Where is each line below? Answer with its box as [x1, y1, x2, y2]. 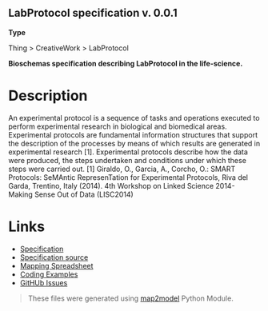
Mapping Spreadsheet [19, 261, 94, 270]
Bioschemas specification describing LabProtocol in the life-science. [8, 58, 243, 68]
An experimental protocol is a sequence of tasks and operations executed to [8, 113, 260, 122]
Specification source [19, 252, 89, 262]
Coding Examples [19, 269, 78, 279]
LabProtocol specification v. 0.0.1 [8, 6, 178, 20]
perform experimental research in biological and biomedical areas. [8, 122, 227, 131]
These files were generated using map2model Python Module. [27, 293, 234, 303]
